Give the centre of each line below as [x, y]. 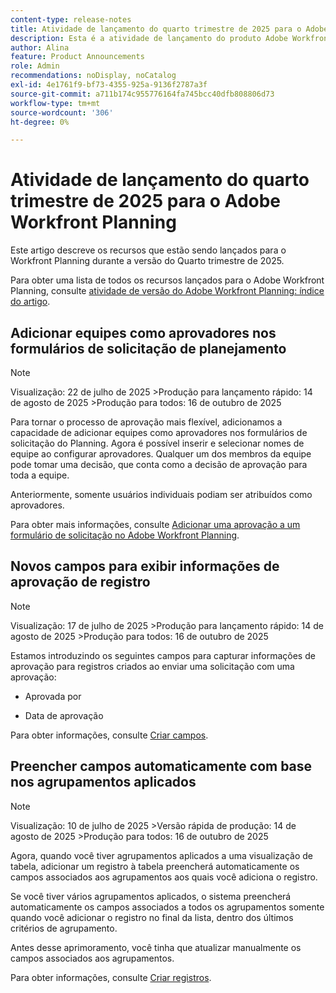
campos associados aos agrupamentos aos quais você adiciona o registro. [164, 877]
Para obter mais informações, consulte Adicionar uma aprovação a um [155, 524]
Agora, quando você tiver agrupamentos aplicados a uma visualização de [161, 855]
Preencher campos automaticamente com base [161, 766]
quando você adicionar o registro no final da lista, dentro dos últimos [152, 917]
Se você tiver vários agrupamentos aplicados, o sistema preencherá [151, 896]
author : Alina [40, 47]
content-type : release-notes [71, 19]
